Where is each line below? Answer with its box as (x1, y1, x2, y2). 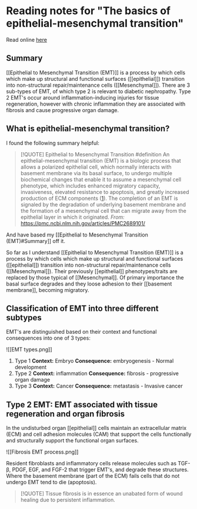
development (14, 364, 47, 371)
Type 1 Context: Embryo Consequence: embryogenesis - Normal (14, 357, 174, 364)
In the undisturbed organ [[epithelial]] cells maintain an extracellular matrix (6, 425, 187, 432)
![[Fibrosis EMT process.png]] (6, 448, 79, 455)
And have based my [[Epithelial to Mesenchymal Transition (6, 231, 149, 238)
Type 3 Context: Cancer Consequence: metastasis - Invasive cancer (14, 382, 183, 390)
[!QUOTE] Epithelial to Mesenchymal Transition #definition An (20, 150, 170, 157)
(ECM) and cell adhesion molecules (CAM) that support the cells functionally (6, 431, 192, 438)
